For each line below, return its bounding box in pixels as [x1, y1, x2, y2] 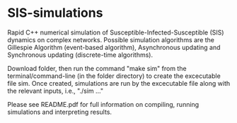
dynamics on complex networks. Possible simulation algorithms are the [7, 35, 214, 44]
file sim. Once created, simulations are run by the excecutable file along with [7, 79, 231, 87]
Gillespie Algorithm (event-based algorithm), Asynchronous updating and [7, 43, 221, 51]
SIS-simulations [7, 5, 103, 21]
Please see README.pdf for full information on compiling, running [7, 100, 200, 108]
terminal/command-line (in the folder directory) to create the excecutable [7, 72, 221, 80]
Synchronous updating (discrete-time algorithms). [7, 51, 154, 59]
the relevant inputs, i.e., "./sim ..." [7, 86, 104, 95]
